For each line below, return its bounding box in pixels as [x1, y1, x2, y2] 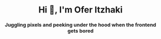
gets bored [67, 27, 94, 34]
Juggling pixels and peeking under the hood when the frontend [4, 22, 157, 28]
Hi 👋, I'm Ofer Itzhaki [38, 4, 123, 15]
